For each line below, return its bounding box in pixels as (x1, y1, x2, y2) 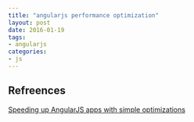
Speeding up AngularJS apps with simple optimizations (8, 105, 186, 114)
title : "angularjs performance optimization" (8, 11, 159, 20)
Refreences (8, 84, 66, 98)
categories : (8, 48, 47, 56)
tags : (8, 33, 26, 41)
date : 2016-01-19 (8, 26, 65, 34)
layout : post (8, 19, 51, 27)
